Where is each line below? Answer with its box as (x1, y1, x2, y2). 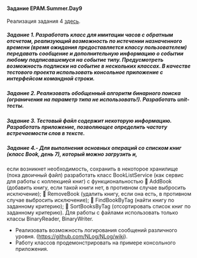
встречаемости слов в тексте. (6, 129, 85, 136)
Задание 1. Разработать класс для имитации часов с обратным (6, 31, 173, 38)
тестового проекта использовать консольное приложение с (6, 68, 163, 76)
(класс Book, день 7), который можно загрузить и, (6, 150, 138, 158)
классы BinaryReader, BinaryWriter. (6, 215, 94, 223)
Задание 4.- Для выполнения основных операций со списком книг (6, 144, 182, 151)
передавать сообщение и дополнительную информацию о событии (6, 50, 184, 57)
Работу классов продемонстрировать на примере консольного (15, 239, 176, 246)
